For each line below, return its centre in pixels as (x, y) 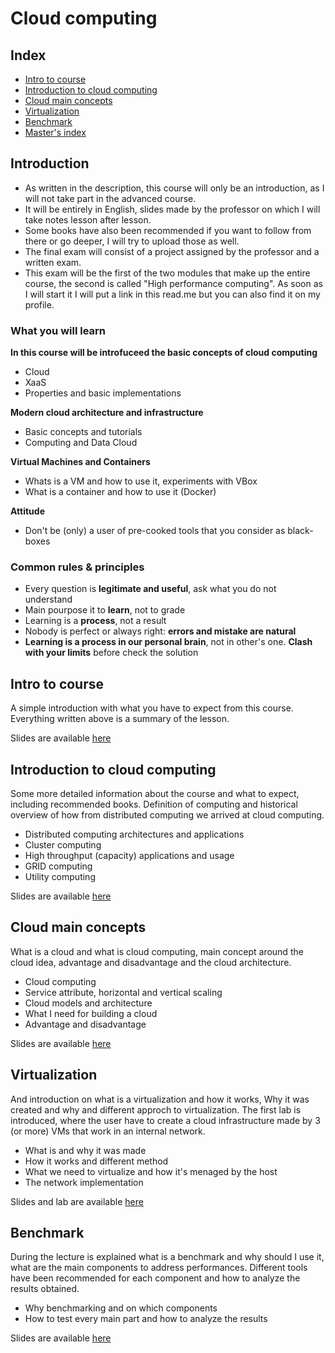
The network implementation (84, 1182)
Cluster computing (63, 845)
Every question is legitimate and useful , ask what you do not (150, 589)
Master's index (55, 132)
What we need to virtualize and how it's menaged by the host (151, 1171)
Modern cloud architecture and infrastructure (107, 413)
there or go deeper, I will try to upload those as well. (132, 241)
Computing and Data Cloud (81, 443)
